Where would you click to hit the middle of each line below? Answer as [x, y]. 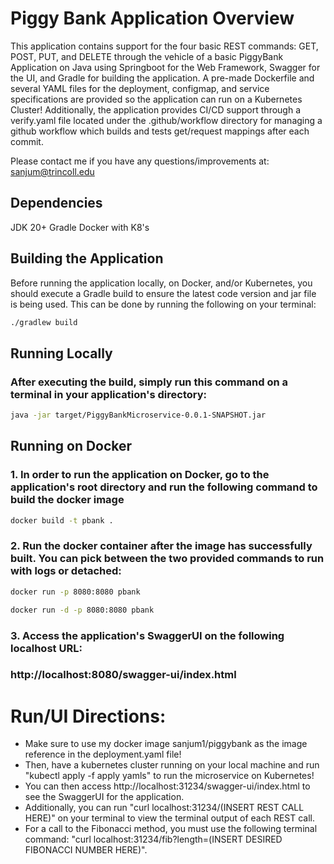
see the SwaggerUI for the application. [104, 797]
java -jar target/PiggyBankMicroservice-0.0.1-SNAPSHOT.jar [138, 415]
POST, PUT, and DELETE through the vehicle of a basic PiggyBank [147, 56]
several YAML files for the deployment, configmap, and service [140, 88]
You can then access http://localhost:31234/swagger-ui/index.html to [167, 786]
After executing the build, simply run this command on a [149, 382]
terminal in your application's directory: [109, 394]
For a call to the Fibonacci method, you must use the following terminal [171, 829]
